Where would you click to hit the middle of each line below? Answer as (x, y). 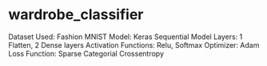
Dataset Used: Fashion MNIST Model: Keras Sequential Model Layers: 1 (126, 37)
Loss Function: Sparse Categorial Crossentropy (86, 53)
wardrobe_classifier (76, 15)
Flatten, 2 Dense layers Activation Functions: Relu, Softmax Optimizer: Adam (134, 45)
